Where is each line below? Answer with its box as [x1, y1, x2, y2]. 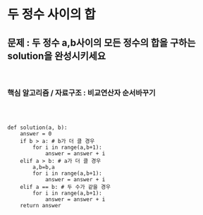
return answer [20, 202, 61, 209]
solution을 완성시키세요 [7, 50, 106, 62]
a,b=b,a [32, 164, 55, 171]
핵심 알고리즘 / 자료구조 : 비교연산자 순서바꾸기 [7, 87, 156, 97]
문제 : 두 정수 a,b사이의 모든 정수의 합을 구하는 [7, 37, 196, 49]
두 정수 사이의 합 [7, 6, 97, 23]
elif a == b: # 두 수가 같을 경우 [20, 184, 111, 191]
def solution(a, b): [7, 124, 68, 131]
